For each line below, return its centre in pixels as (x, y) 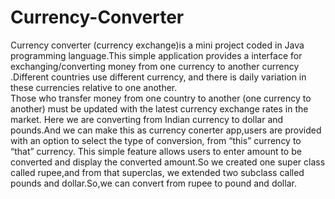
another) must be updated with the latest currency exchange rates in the (159, 108)
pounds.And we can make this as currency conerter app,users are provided (166, 130)
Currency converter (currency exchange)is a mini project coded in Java (157, 45)
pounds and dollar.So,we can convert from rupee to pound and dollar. (153, 183)
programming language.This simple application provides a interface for (156, 55)
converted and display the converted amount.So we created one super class (168, 162)
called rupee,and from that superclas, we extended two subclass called (157, 172)
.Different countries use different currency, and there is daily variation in (158, 77)
